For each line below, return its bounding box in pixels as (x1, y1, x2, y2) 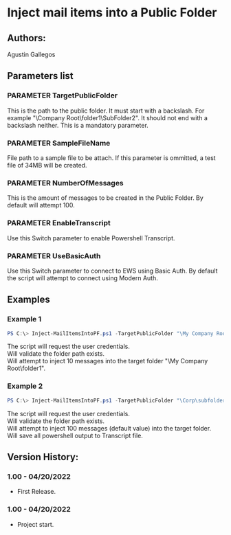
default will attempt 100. (7, 201, 75, 209)
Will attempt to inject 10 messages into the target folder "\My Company (7, 357, 208, 365)
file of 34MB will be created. (7, 161, 87, 169)
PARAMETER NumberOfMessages (7, 178, 124, 187)
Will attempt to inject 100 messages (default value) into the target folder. (7, 424, 212, 432)
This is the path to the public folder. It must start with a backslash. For (7, 106, 205, 115)
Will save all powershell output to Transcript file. (7, 431, 143, 440)
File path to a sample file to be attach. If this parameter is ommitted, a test (7, 153, 216, 162)
